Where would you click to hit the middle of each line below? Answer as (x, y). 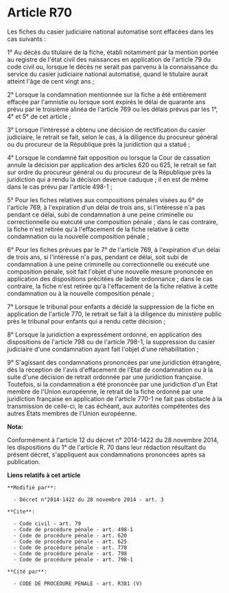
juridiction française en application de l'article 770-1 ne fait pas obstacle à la (115, 398)
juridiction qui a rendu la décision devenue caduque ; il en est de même (108, 179)
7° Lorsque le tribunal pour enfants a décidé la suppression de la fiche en (111, 306)
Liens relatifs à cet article (44, 475)
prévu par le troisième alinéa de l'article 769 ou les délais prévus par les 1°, (112, 109)
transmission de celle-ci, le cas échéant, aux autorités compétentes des (109, 406)
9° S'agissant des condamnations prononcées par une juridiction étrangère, (114, 362)
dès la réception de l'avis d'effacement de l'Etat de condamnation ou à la (110, 370)
